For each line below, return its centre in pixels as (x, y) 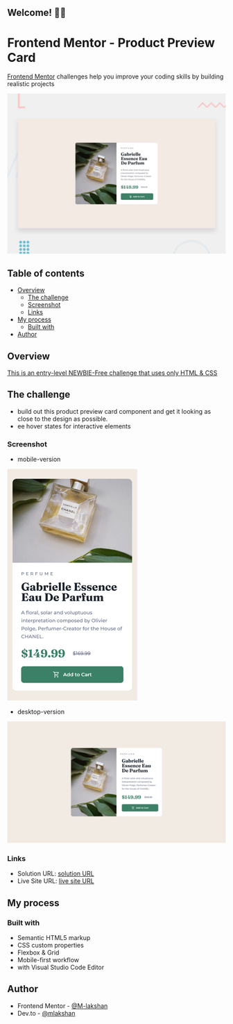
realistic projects (31, 84)
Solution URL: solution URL (56, 874)
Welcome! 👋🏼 (37, 13)
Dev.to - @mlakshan (46, 1013)
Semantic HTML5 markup (54, 938)
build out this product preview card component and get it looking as (114, 411)
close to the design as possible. (62, 419)
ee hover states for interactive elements (74, 426)
